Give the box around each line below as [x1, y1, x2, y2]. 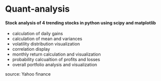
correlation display [12, 46, 50, 52]
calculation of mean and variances [12, 36, 83, 42]
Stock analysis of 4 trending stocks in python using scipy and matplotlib [5, 20, 156, 25]
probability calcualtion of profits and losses [12, 57, 100, 62]
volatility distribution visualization [12, 41, 80, 47]
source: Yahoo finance [5, 71, 51, 77]
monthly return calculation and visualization [12, 51, 101, 57]
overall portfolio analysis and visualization [12, 62, 97, 68]
